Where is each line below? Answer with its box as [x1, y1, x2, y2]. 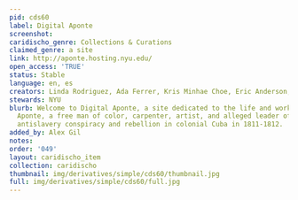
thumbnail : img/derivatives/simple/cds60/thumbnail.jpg [9, 169, 220, 178]
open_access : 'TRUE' [9, 63, 86, 72]
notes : [9, 136, 34, 145]
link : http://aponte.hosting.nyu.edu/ [9, 54, 153, 63]
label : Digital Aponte [9, 21, 93, 30]
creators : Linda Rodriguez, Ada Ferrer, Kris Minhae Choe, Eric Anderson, [9, 87, 292, 96]
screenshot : [9, 29, 53, 38]
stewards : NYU [9, 95, 62, 104]
